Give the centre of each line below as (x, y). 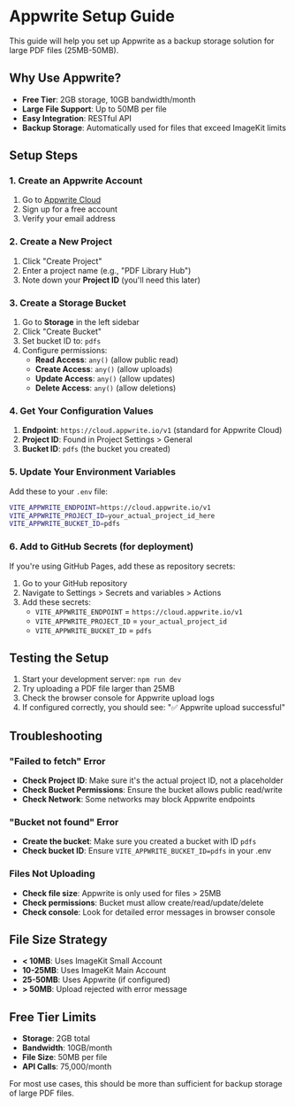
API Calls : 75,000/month (67, 1067)
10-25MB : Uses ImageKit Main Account (94, 971)
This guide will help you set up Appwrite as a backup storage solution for (142, 41)
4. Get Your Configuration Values (81, 411)
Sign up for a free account (69, 209)
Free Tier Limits (53, 1017)
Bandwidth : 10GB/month (67, 1048)
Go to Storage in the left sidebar (80, 322)
